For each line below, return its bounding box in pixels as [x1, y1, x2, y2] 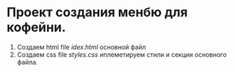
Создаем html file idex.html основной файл [16, 43, 147, 51]
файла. [16, 57, 38, 66]
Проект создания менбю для [6, 4, 188, 21]
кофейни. [6, 19, 66, 35]
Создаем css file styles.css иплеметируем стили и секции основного [16, 50, 227, 59]
